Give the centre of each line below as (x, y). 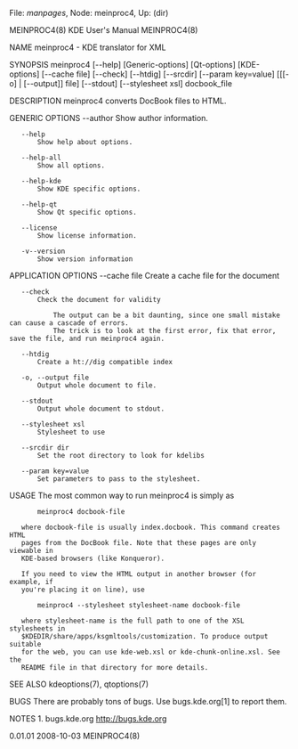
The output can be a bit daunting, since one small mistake (166, 315)
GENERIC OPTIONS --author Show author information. (109, 118)
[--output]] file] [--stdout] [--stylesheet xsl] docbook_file (128, 83)
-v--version (43, 251)
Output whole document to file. (97, 386)
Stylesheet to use (71, 432)
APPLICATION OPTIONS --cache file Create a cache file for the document (145, 276)
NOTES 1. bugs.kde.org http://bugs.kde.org (88, 719)
